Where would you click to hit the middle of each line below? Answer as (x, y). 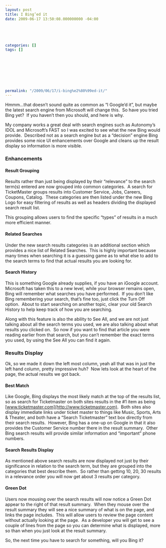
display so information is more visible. (44, 146)
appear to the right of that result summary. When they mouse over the (77, 504)
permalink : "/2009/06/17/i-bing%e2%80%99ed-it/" (56, 91)
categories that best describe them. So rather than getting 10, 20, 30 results (83, 471)
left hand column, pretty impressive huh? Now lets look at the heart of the (81, 369)
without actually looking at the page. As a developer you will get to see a (80, 520)
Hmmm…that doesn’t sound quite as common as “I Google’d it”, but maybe (81, 105)
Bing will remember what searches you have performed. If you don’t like (79, 294)
